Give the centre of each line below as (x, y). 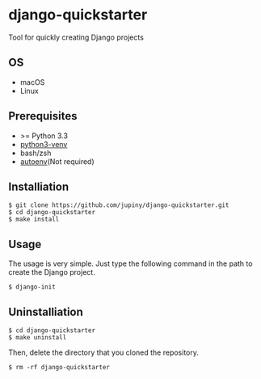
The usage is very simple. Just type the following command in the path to (130, 263)
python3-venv (44, 144)
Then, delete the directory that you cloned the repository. (104, 352)
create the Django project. (52, 272)
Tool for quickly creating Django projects (76, 37)
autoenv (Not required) (57, 161)
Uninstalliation (46, 312)
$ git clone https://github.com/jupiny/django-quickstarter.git (119, 205)
